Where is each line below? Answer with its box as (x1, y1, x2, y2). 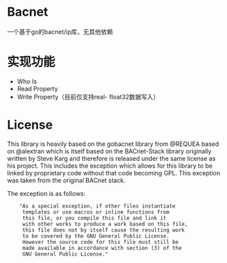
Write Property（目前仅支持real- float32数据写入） (16, 92, 159, 101)
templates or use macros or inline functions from (22, 208, 170, 216)
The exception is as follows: (7, 189, 85, 197)
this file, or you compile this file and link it (22, 214, 167, 221)
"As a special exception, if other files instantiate (19, 203, 176, 210)
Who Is (16, 77, 38, 86)
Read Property (16, 84, 58, 92)
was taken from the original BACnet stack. (7, 176, 126, 184)
